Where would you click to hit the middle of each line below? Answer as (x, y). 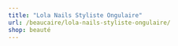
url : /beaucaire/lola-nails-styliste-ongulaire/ (89, 23)
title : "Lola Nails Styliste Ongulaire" (76, 15)
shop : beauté (30, 30)
